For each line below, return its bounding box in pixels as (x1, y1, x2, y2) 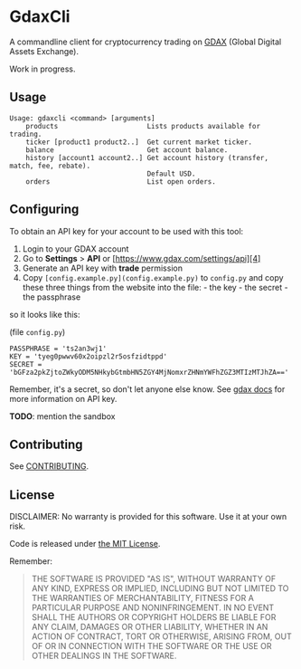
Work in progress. (9, 63, 76, 74)
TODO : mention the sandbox (9, 410, 116, 422)
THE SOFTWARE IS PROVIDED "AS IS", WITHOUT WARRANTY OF (31, 573, 277, 585)
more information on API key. (9, 393, 118, 404)
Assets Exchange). (9, 45, 80, 56)
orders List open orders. (25, 177, 217, 186)
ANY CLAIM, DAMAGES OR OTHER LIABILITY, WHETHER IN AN (31, 622, 268, 633)
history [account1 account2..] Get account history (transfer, (25, 153, 269, 162)
